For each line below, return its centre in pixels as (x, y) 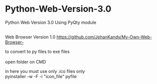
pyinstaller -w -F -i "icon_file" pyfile (41, 76)
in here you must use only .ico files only (45, 71)
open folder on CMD (26, 62)
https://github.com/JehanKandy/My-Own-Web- (104, 37)
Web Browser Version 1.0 (30, 37)
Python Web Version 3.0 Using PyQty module (51, 22)
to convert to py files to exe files (37, 51)
